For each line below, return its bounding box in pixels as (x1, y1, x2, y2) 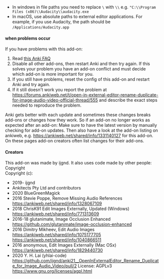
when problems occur (5, 35, 51, 41)
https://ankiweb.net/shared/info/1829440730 (12, 247, 103, 254)
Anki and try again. (12, 82, 50, 88)
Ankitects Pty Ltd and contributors (12, 185, 82, 191)
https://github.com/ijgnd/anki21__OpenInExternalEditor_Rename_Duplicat (12, 258, 159, 264)
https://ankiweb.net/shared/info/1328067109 (12, 201, 102, 207)
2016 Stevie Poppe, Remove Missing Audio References (12, 195, 123, 201)
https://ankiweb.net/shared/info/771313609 (12, 211, 99, 217)
